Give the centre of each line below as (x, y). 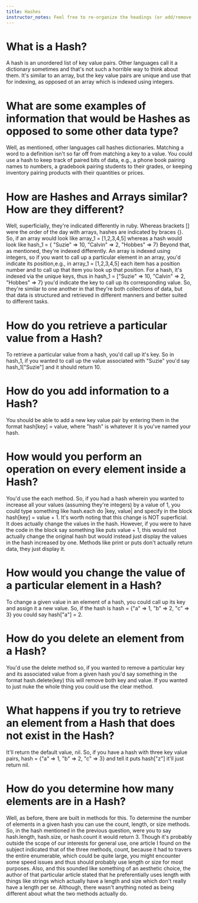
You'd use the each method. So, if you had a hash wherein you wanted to (95, 499)
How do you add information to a (88, 391)
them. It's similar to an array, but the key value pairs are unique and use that (98, 75)
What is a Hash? (47, 47)
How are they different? (65, 209)
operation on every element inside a (96, 469)
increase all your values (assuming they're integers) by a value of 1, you (93, 505)
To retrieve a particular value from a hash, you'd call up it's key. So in (90, 354)
